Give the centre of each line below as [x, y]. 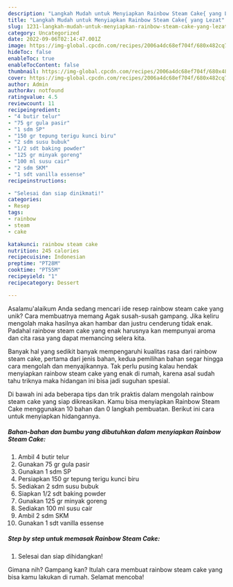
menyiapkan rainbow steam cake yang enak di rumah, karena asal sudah [111, 373]
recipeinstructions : [38, 180]
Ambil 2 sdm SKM [43, 515]
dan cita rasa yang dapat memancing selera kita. [77, 338]
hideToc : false [30, 53]
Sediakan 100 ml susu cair [55, 508]
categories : [25, 200]
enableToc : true [31, 59]
